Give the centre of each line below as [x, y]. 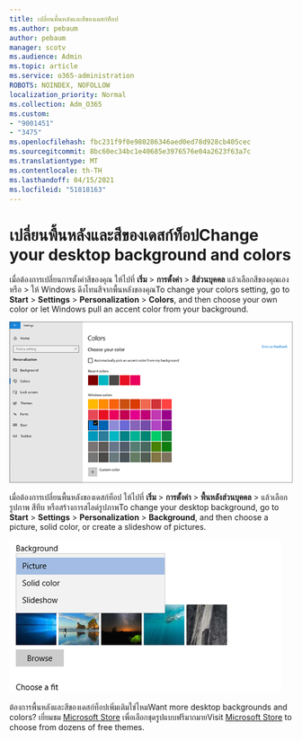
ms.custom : [30, 114]
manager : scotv [38, 48]
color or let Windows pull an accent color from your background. [129, 309]
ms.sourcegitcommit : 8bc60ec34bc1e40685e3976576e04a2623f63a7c [130, 152]
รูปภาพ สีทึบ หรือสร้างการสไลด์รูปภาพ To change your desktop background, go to [144, 507]
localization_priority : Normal [68, 94]
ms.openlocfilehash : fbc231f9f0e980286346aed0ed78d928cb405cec [130, 142]
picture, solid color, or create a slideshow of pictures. [108, 526]
